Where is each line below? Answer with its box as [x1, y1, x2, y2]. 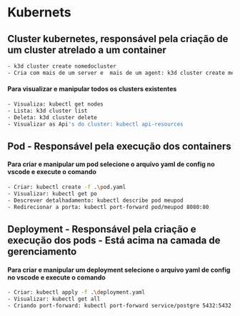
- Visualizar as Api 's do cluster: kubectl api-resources [7, 121, 184, 128]
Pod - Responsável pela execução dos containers [7, 140, 232, 152]
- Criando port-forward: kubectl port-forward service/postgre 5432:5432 [7, 302, 232, 309]
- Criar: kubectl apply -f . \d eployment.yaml [7, 289, 145, 296]
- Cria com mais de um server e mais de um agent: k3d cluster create [7, 69, 225, 76]
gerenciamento [7, 245, 77, 258]
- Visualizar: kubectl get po [7, 190, 98, 197]
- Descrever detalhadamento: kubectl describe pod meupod [7, 197, 184, 204]
